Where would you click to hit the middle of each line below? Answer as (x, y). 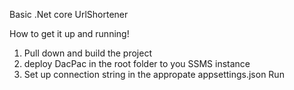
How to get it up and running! (69, 33)
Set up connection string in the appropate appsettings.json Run (154, 74)
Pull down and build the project (87, 53)
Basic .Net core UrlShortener (69, 14)
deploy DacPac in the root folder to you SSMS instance (137, 63)
